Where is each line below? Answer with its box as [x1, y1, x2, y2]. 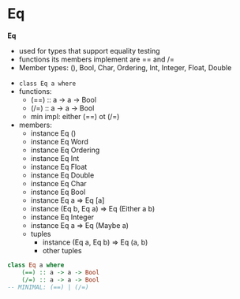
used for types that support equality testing [18, 46, 160, 55]
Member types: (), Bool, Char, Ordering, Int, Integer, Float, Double [18, 62, 232, 72]
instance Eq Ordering [30, 145, 100, 155]
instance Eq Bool [30, 187, 86, 196]
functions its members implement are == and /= [18, 54, 175, 64]
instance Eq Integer [30, 212, 95, 222]
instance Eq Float [30, 162, 88, 171]
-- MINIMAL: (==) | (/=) [7, 283, 89, 291]
